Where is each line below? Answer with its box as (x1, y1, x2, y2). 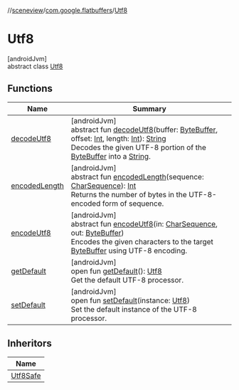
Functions (7, 83, 53, 95)
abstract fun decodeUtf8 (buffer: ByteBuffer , (70, 125, 218, 135)
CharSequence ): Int (70, 181, 137, 191)
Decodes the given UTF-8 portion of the (70, 142, 206, 152)
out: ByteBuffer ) (70, 228, 124, 238)
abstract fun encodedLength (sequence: (70, 172, 204, 181)
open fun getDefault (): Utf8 (70, 266, 162, 276)
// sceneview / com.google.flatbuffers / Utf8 (7, 6, 128, 14)
